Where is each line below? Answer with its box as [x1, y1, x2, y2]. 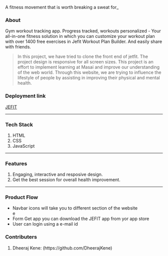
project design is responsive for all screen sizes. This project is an [17, 59, 153, 65]
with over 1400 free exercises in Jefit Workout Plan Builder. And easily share [5, 38, 162, 44]
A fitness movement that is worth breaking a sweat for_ [5, 4, 119, 10]
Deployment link [5, 92, 46, 99]
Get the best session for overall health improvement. [12, 177, 121, 183]
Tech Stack [5, 121, 33, 128]
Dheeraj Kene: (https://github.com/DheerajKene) [12, 245, 112, 251]
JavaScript [12, 143, 35, 149]
